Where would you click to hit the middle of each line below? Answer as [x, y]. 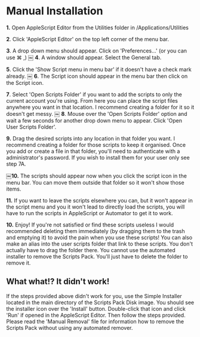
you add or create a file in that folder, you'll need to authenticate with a [93, 151]
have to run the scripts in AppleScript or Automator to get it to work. [90, 213]
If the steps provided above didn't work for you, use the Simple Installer [94, 296]
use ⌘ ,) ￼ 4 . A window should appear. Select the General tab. [84, 57]
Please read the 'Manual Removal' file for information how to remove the [95, 321]
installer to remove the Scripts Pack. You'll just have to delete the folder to [97, 256]
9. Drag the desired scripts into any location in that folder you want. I [90, 138]
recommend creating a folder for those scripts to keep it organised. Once [96, 145]
